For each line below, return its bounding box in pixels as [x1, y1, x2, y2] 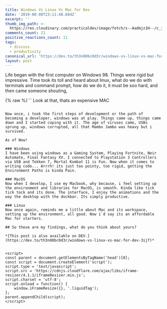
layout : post [5, 58, 32, 63]
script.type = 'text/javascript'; [5, 264, 77, 269]
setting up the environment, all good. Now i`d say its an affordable [5, 212, 155, 217]
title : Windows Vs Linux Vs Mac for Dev [5, 7, 90, 12]
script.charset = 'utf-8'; [5, 277, 61, 282]
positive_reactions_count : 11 [5, 35, 68, 40]
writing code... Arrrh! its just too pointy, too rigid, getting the [5, 164, 153, 169]
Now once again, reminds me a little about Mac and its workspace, [5, 207, 148, 212]
